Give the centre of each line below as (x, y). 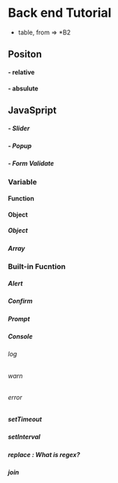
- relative (21, 72)
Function (21, 198)
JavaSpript (32, 110)
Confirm (20, 301)
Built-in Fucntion (37, 266)
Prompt (19, 319)
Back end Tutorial (60, 13)
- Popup (20, 146)
